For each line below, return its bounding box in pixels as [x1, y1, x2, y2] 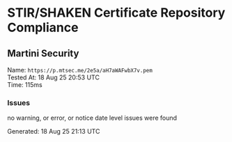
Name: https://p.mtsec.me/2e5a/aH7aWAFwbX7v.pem [7, 66, 153, 74]
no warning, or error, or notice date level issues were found [7, 113, 178, 123]
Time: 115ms [7, 81, 43, 88]
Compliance [7, 19, 79, 35]
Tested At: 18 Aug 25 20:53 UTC [7, 73, 100, 81]
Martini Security [7, 47, 79, 59]
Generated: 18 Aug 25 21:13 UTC [7, 127, 100, 136]
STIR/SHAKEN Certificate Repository [7, 5, 226, 21]
